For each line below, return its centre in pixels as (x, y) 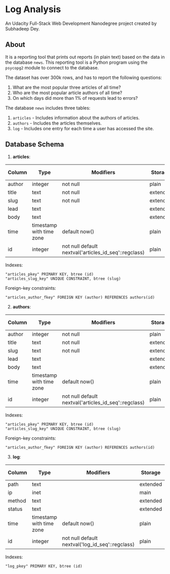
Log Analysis (33, 9)
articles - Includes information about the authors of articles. (76, 118)
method (17, 501)
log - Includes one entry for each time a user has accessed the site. (83, 128)
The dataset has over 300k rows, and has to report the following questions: (84, 78)
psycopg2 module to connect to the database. (52, 67)
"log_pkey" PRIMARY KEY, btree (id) (44, 566)
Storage (151, 472)
